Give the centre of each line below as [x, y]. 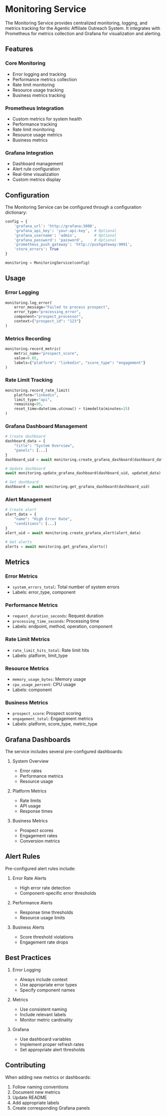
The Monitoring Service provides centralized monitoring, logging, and [76, 23]
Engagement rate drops [44, 942]
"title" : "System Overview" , [44, 446]
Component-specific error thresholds [58, 893]
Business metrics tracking [39, 95]
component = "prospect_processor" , [49, 317]
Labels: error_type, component [44, 592]
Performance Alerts [32, 902]
